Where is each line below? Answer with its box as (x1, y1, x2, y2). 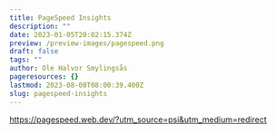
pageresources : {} (9, 72, 79, 81)
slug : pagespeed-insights (9, 89, 107, 98)
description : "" (9, 22, 71, 31)
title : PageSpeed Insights (9, 13, 112, 23)
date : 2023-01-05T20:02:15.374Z (9, 30, 132, 39)
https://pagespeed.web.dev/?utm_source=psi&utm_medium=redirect (9, 114, 267, 125)
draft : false (9, 47, 59, 56)
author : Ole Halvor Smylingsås (9, 64, 128, 73)
